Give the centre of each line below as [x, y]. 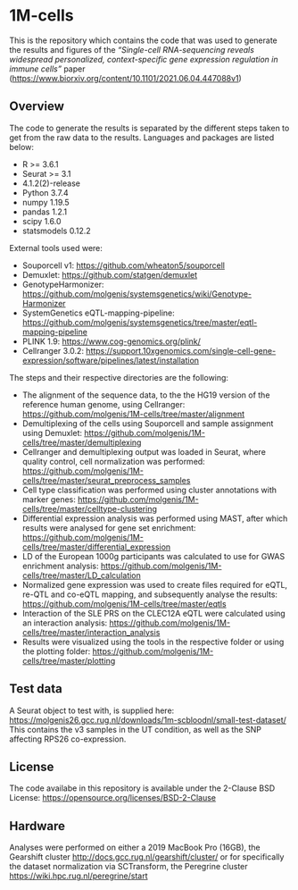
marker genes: [49, 499]
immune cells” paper [47, 69]
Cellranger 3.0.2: [53, 350]
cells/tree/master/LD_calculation [81, 575]
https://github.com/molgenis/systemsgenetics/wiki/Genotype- [137, 294]
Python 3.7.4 [45, 192]
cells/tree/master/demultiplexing [82, 442]
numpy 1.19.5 [46, 202]
